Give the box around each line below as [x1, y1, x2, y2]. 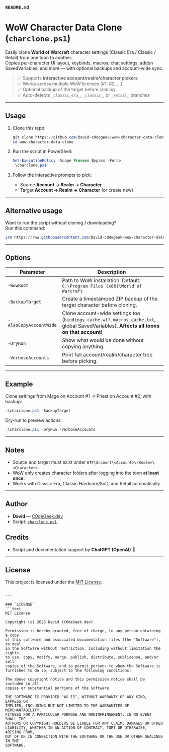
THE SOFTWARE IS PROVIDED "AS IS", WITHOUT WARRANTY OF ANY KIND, [5, 695, 147, 700]
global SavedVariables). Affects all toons [62, 322, 160, 329]
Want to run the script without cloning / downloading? [5, 219, 117, 225]
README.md [5, 5, 29, 10]
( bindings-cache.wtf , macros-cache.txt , [62, 316, 156, 323]
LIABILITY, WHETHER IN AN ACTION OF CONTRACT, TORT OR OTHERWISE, [5, 725, 147, 730]
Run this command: [5, 225, 45, 231]
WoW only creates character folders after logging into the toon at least [12, 470, 159, 476]
